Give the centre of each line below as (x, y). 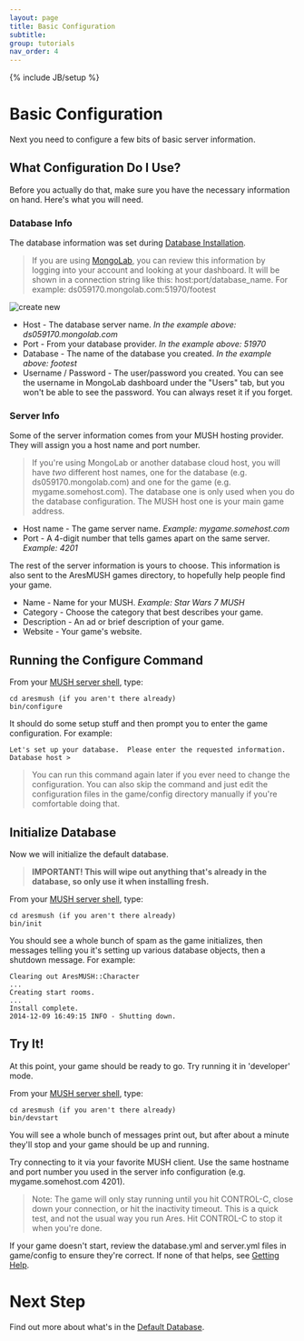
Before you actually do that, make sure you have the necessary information (150, 190)
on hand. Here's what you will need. (76, 199)
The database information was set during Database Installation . (128, 243)
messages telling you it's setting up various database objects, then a (137, 950)
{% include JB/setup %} (54, 77)
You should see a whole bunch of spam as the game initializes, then (136, 941)
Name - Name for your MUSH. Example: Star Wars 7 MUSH (133, 603)
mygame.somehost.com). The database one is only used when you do (163, 492)
